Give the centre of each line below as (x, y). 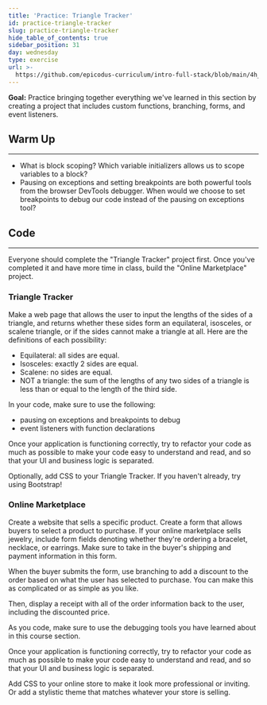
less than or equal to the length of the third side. (98, 389)
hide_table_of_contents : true (58, 38)
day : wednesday (33, 52)
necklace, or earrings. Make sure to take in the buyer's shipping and (120, 547)
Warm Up (32, 139)
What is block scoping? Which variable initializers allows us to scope (132, 166)
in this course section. (44, 636)
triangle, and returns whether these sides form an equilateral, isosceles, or (130, 323)
